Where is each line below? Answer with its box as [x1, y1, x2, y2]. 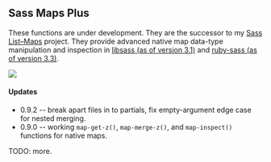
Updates [8, 87, 38, 97]
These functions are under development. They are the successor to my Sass [8, 27, 263, 37]
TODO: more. [8, 147, 52, 156]
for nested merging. [19, 114, 86, 123]
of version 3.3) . [8, 53, 59, 63]
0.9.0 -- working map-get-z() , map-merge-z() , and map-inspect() [19, 123, 233, 132]
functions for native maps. [19, 131, 107, 140]
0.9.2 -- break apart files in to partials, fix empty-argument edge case [19, 105, 252, 115]
